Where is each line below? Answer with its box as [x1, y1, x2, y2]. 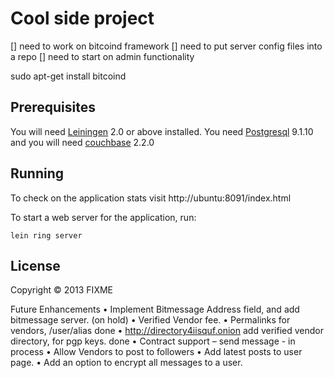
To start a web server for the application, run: [10, 211, 197, 223]
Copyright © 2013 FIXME [10, 284, 113, 296]
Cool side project [10, 7, 155, 30]
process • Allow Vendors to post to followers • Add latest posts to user [10, 346, 303, 358]
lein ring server [10, 230, 83, 241]
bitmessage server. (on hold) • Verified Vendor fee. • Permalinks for [10, 314, 291, 326]
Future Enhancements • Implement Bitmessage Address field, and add [10, 303, 300, 316]
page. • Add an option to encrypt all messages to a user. [10, 357, 243, 369]
